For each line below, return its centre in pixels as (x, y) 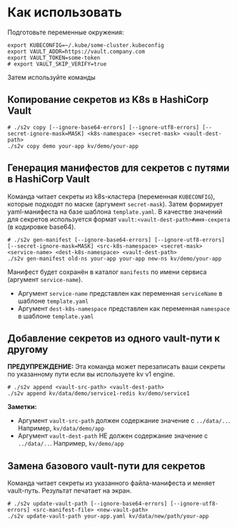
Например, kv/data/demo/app (61, 428)
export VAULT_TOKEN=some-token (54, 58)
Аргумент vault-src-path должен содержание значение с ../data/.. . (124, 421)
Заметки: (22, 407)
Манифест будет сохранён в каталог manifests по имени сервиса (107, 271)
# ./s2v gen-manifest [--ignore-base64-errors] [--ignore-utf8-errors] (116, 240)
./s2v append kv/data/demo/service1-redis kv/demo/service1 (99, 393)
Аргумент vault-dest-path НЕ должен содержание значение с (113, 436)
